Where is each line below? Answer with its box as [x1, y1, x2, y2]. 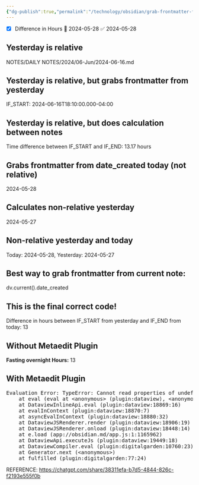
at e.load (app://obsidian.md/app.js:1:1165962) [18, 431, 163, 437]
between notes [6, 127, 63, 137]
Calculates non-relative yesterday [6, 203, 135, 213]
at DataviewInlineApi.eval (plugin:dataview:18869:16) [18, 401, 182, 408]
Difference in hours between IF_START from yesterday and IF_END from [6, 317, 181, 325]
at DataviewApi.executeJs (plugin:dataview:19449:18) [18, 437, 178, 443]
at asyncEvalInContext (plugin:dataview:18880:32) [18, 413, 169, 420]
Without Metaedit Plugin [6, 341, 98, 351]
